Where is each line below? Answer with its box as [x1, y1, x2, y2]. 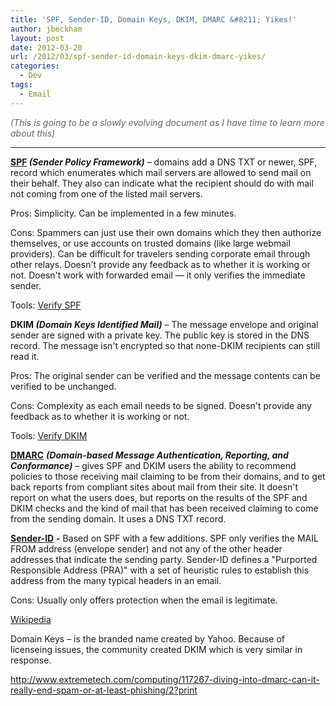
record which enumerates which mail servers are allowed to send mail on [10, 166, 312, 178]
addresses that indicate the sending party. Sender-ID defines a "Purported [10, 553, 318, 565]
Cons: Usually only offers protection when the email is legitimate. [10, 594, 278, 606]
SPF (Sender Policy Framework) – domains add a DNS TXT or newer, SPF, [10, 156, 318, 168]
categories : [10, 61, 60, 71]
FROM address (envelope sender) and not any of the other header [10, 542, 283, 555]
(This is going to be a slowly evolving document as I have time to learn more [10, 116, 325, 128]
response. [10, 654, 52, 666]
